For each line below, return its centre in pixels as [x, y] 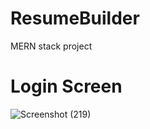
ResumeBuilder [75, 18]
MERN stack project [51, 46]
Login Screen [66, 86]
